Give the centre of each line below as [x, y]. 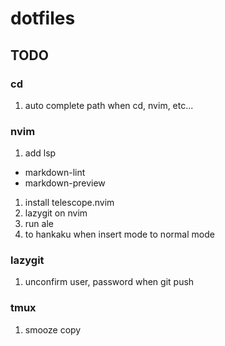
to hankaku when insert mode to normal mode [119, 234]
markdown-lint [55, 173]
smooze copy [53, 329]
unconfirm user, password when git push [109, 282]
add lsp [40, 153]
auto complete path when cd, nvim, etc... [109, 105]
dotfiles [43, 18]
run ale [39, 224]
